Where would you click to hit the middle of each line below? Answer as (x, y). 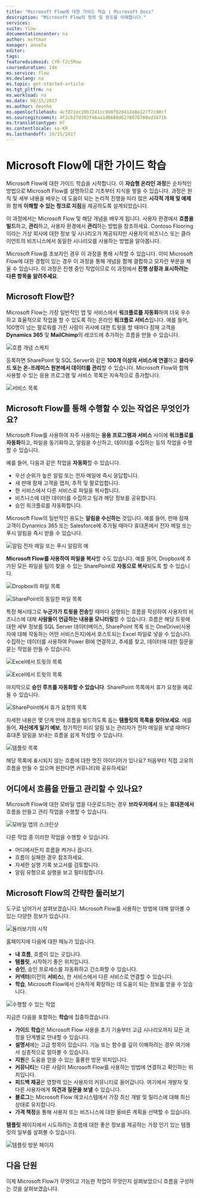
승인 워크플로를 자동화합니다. (48, 506)
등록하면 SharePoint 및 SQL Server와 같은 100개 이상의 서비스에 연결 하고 (92, 360)
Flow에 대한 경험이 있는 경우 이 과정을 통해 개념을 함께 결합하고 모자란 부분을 (96, 261)
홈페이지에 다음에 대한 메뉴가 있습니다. (51, 942)
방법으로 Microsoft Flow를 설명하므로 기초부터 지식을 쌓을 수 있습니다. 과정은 (96, 191)
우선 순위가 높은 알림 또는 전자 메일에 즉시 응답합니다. (77, 476)
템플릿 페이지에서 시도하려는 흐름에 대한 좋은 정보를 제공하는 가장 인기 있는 (93, 1125)
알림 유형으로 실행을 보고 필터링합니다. (59, 872)
